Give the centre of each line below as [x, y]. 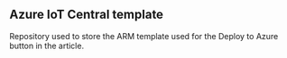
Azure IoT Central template [87, 15]
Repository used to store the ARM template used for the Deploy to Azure [144, 36]
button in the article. [46, 46]
